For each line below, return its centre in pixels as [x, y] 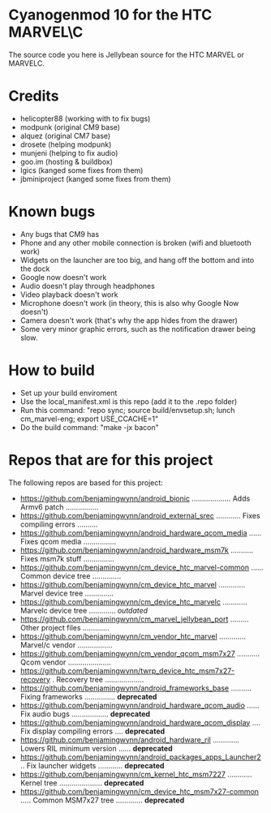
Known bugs [52, 212]
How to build [52, 370]
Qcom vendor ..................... [65, 662]
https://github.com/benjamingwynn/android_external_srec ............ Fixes [140, 515]
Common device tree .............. [71, 576]
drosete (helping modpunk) [66, 144]
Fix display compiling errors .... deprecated [92, 731]
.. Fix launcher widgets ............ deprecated [92, 765]
